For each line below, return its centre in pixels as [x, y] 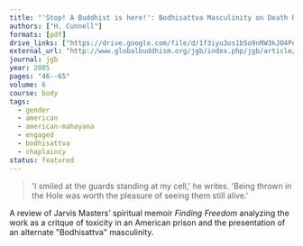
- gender [34, 110]
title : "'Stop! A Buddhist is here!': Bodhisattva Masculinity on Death [149, 18]
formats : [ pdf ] [38, 34]
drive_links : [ [38, 43]
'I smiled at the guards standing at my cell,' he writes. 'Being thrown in [161, 186]
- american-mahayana [56, 127]
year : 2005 [30, 68]
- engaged [36, 135]
